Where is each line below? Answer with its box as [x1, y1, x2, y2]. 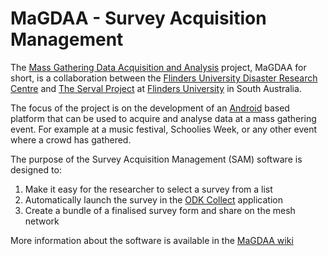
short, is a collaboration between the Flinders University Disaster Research [10, 72, 318, 84]
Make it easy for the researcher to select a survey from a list [24, 183, 273, 195]
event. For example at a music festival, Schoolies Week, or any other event [10, 123, 318, 135]
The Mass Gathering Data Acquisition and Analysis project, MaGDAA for [10, 61, 307, 73]
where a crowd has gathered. [10, 133, 132, 146]
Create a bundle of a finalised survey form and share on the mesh [24, 204, 296, 216]
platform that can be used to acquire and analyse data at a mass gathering [10, 112, 317, 124]
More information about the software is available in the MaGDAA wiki [10, 234, 294, 246]
